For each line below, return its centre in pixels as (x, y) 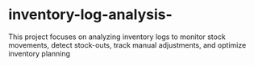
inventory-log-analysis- (91, 15)
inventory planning (40, 53)
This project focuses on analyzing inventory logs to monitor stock (117, 37)
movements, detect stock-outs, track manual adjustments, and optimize (127, 45)
